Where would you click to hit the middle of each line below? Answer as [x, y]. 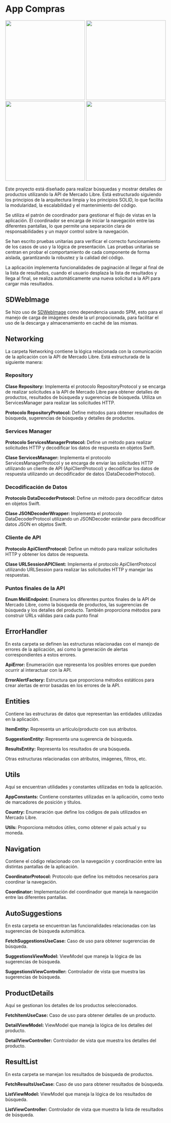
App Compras [35, 9]
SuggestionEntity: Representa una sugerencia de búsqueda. [69, 739]
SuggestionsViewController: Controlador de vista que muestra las [75, 972]
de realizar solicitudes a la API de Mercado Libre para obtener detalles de [82, 392]
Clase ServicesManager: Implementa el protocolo [58, 458]
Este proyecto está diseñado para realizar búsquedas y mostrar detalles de [84, 189]
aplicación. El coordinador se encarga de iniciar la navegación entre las [80, 221]
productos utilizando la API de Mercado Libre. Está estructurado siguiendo [83, 194]
